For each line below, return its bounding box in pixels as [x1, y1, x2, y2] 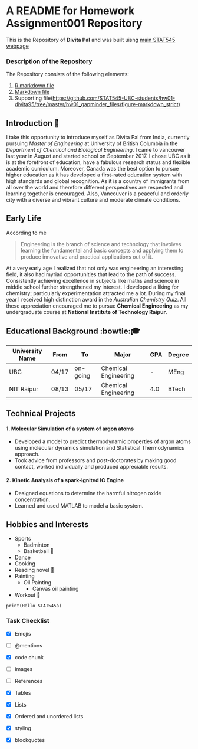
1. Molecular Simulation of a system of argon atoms [6, 425, 134, 432]
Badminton [23, 541, 50, 548]
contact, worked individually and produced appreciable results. [14, 463, 168, 470]
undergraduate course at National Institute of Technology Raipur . [6, 308, 167, 315]
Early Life [6, 214, 42, 224]
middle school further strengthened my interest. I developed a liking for [6, 283, 179, 290]
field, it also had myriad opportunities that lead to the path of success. [6, 270, 177, 278]
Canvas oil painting [32, 586, 79, 593]
